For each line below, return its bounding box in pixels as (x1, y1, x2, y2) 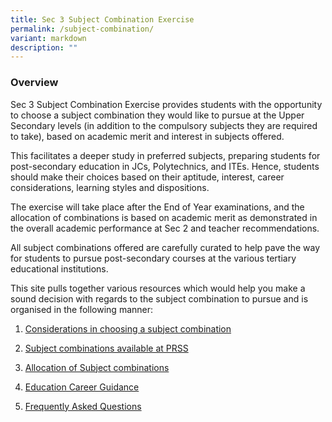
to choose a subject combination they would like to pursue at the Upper (10, 109, 305, 121)
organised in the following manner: (10, 303, 154, 315)
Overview (10, 76, 59, 90)
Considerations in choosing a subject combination (24, 322, 232, 335)
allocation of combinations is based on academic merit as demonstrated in (10, 211, 318, 223)
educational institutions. (10, 262, 109, 275)
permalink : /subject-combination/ (10, 24, 155, 34)
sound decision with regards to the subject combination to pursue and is (10, 292, 309, 305)
